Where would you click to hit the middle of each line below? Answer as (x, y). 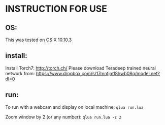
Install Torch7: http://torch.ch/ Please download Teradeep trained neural (80, 68)
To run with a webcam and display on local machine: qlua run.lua (74, 107)
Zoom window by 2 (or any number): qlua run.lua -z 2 (63, 117)
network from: (20, 73)
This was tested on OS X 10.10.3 (39, 40)
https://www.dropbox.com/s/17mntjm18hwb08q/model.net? (98, 73)
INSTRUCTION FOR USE (56, 9)
